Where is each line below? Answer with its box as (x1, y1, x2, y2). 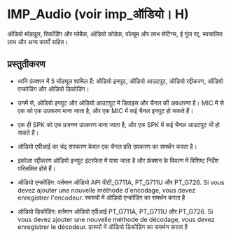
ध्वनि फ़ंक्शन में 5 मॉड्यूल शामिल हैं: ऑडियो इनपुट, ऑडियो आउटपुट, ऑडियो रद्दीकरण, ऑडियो (17, 77, 224, 85)
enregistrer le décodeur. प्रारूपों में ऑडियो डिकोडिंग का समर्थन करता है (17, 223, 188, 231)
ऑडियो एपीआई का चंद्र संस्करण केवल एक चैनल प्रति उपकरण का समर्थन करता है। (17, 142, 197, 151)
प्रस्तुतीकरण (7, 59, 45, 70)
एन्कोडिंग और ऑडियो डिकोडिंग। (17, 84, 90, 93)
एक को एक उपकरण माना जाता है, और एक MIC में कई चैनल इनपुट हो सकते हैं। (17, 106, 194, 114)
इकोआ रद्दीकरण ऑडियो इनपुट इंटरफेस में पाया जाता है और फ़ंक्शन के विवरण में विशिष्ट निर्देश (17, 156, 219, 165)
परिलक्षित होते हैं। (17, 164, 56, 172)
